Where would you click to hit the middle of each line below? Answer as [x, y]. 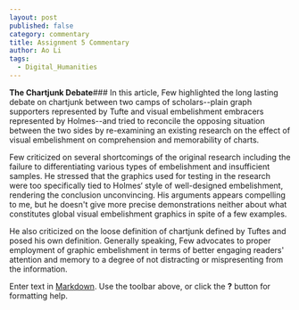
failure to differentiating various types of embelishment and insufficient [140, 167]
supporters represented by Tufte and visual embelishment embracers [137, 111]
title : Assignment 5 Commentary [69, 42]
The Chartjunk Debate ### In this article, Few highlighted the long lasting [144, 92]
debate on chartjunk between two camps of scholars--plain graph [131, 102]
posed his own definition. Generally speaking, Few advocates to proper [140, 241]
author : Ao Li [36, 51]
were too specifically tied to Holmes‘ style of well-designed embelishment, [146, 185]
